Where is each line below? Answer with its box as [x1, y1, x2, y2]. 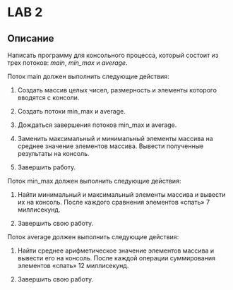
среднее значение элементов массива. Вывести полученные [17, 142, 204, 150]
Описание [7, 32, 54, 44]
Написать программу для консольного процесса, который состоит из [7, 51, 219, 59]
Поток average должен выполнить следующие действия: [7, 233, 179, 241]
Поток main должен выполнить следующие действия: [7, 72, 169, 80]
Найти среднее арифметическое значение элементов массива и [17, 246, 215, 255]
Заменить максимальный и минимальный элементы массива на [17, 135, 213, 143]
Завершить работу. [17, 163, 76, 171]
